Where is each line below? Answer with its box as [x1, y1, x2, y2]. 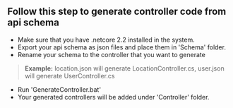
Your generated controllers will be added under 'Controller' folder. [17, 92, 210, 101]
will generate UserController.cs [24, 71, 115, 80]
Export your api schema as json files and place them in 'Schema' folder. [17, 42, 226, 52]
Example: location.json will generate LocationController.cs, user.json [24, 64, 225, 73]
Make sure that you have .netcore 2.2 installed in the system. [17, 35, 196, 44]
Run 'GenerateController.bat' [17, 85, 101, 94]
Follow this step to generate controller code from [7, 6, 227, 18]
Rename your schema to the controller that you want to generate [17, 50, 206, 59]
